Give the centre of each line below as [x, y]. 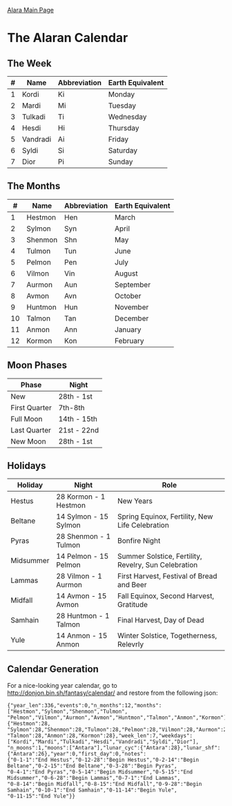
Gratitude [133, 605]
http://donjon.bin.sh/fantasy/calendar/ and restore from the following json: [113, 693]
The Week [29, 63]
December [132, 318]
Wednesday [127, 117]
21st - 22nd [79, 430]
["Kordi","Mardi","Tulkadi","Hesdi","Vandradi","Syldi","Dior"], [103, 742]
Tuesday [122, 105]
